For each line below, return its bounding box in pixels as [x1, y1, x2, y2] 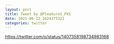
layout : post [5, 7, 32, 12]
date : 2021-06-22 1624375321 [5, 16, 65, 21]
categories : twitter [5, 20, 47, 26]
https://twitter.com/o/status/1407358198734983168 [5, 34, 109, 40]
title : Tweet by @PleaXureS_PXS [5, 12, 71, 16]
